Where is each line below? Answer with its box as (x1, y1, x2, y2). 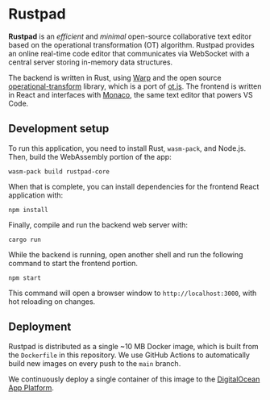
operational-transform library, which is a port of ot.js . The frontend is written (8, 81, 262, 91)
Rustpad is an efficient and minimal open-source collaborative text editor (8, 31, 252, 41)
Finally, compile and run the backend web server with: (8, 219, 188, 230)
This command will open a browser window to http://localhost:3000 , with (8, 288, 257, 298)
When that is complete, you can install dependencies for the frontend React (8, 181, 260, 191)
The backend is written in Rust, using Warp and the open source (8, 73, 222, 82)
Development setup (8, 122, 110, 135)
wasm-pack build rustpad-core (8, 167, 110, 176)
